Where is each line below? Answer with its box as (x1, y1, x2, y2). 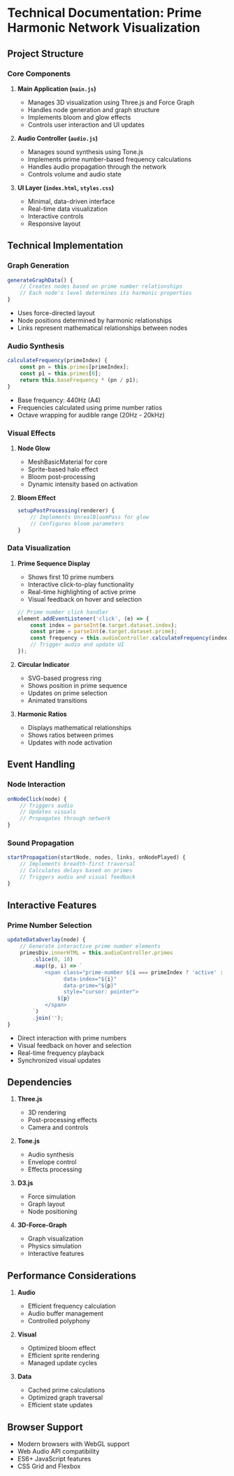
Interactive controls (27, 212, 84, 220)
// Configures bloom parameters (30, 520, 124, 527)
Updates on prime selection (27, 689, 108, 697)
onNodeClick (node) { (7, 795, 68, 803)
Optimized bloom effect (27, 1344, 96, 1353)
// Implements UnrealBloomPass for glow (30, 513, 149, 520)
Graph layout (27, 1200, 65, 1208)
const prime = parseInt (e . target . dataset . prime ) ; (30, 628, 178, 635)
